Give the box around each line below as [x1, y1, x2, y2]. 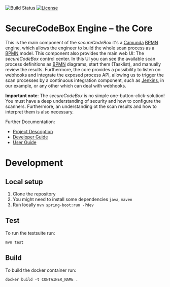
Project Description [12, 128, 53, 134]
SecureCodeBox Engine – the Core [5, 23, 153, 34]
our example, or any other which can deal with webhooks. [5, 82, 126, 89]
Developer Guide [12, 134, 48, 140]
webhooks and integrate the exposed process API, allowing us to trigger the [5, 72, 164, 78]
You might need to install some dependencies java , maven [12, 196, 133, 202]
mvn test [5, 240, 24, 245]
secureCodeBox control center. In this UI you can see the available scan [5, 55, 156, 62]
